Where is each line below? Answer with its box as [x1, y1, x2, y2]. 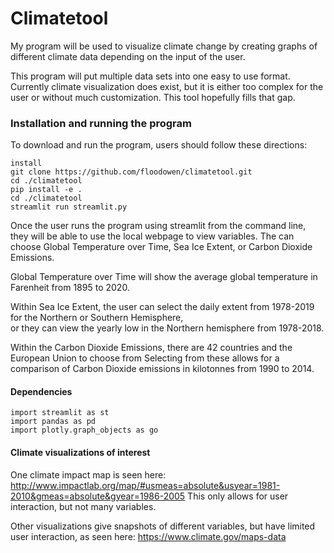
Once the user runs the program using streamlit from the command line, [10, 220, 307, 232]
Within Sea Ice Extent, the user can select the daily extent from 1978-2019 [10, 301, 315, 313]
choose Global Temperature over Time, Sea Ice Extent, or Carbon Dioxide [10, 241, 313, 253]
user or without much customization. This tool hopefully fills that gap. [10, 91, 296, 103]
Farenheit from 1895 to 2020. [10, 282, 130, 294]
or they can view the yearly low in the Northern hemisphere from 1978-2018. [10, 322, 325, 334]
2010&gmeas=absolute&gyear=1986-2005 [10, 490, 186, 502]
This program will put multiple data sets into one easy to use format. [10, 70, 291, 82]
